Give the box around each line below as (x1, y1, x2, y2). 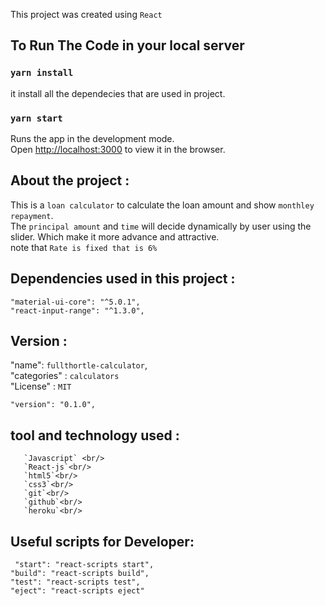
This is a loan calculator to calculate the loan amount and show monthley (10, 199, 315, 211)
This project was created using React (10, 9, 163, 20)
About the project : (10, 172, 130, 189)
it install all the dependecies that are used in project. (10, 87, 226, 99)
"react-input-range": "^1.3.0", (10, 305, 145, 316)
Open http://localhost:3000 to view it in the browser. (10, 143, 226, 155)
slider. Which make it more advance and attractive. (10, 230, 220, 243)
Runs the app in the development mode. (10, 132, 175, 144)
